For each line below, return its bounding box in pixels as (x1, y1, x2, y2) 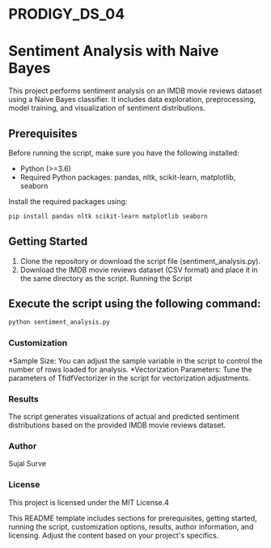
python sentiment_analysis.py (8, 318, 111, 326)
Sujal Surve (8, 459, 47, 469)
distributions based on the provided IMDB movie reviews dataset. (8, 420, 227, 430)
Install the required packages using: (8, 196, 128, 206)
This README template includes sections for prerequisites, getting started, (8, 513, 257, 523)
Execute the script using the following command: (8, 297, 261, 311)
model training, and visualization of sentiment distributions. (8, 103, 205, 113)
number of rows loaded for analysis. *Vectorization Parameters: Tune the (8, 364, 252, 374)
